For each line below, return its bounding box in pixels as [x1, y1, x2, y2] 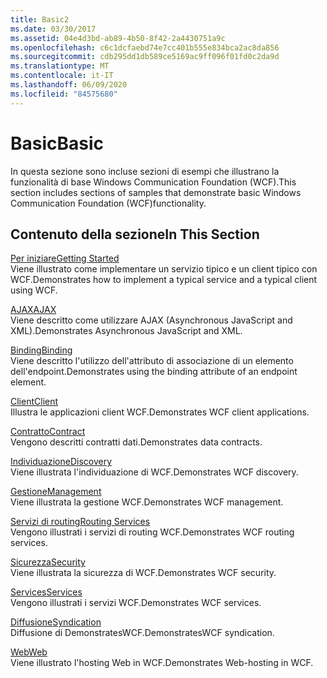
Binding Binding [10, 344, 73, 356]
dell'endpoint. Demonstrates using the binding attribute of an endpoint [10, 366, 298, 378]
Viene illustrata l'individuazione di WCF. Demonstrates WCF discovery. [10, 466, 299, 478]
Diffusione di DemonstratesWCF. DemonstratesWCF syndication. [10, 627, 275, 639]
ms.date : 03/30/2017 [10, 24, 97, 34]
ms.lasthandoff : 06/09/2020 [10, 80, 128, 90]
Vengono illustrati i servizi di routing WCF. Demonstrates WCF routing [10, 526, 295, 538]
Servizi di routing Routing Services [10, 516, 151, 528]
